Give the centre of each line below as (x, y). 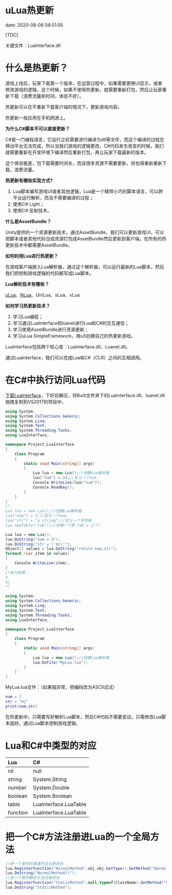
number (17, 788)
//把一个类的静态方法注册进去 (33, 878)
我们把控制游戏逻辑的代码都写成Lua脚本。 (50, 273)
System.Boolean (53, 796)
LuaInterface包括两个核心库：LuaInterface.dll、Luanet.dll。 (68, 346)
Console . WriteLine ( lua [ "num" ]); (67, 483)
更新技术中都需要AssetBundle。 (39, 245)
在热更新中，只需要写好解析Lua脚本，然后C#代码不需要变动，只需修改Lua (83, 716)
